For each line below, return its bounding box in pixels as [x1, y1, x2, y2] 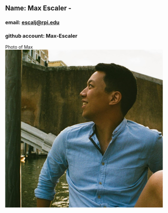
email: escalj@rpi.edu [5, 19, 60, 26]
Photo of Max [5, 44, 33, 50]
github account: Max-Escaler [5, 33, 77, 40]
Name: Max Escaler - [5, 4, 71, 13]
